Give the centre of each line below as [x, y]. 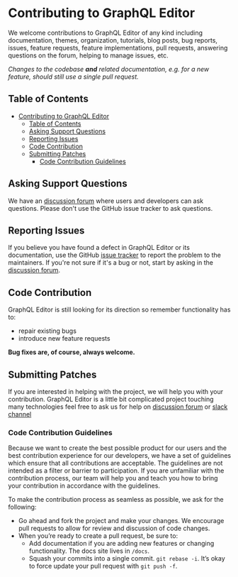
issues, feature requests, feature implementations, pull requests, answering [118, 48]
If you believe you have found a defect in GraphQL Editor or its [99, 248]
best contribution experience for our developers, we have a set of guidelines [120, 456]
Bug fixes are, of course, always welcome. [72, 352]
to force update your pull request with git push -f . [103, 566]
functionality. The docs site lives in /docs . [89, 551]
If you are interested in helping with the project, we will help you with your [116, 391]
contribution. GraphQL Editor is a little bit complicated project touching [111, 399]
